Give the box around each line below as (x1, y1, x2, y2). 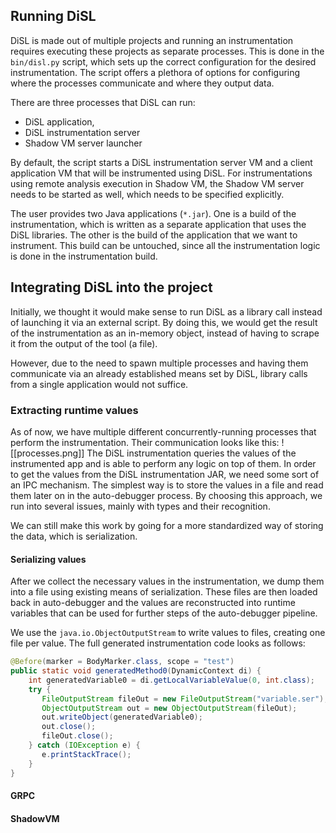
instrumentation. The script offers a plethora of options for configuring (10, 66, 301, 78)
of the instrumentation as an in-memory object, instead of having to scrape (10, 327, 320, 339)
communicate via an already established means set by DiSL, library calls (10, 367, 308, 379)
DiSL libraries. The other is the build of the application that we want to (10, 229, 298, 241)
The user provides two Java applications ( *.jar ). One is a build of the (10, 207, 297, 219)
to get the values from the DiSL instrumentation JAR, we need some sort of (10, 468, 320, 480)
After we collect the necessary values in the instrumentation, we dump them (10, 575, 325, 588)
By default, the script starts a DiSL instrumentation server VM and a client (10, 156, 313, 168)
